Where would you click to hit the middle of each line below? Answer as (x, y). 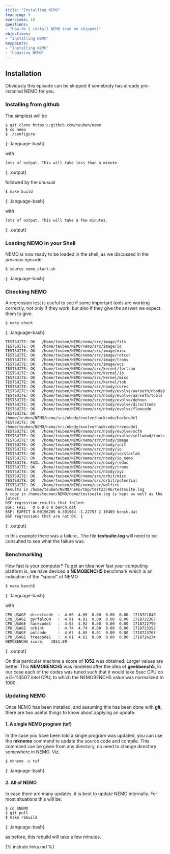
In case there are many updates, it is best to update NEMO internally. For (81, 794)
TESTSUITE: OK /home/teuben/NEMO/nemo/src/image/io (64, 346)
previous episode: (24, 259)
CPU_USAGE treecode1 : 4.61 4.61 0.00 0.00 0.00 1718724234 (81, 637)
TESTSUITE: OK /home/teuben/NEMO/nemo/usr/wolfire (62, 485)
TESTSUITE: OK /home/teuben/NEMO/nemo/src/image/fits (66, 342)
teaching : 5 (18, 15)
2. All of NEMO (21, 782)
